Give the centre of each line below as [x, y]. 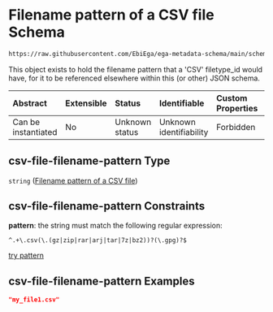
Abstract [30, 103]
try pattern [26, 256]
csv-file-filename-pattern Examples [102, 281]
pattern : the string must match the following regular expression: [115, 226]
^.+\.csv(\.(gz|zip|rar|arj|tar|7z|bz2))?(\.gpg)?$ [97, 240]
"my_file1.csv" [34, 300]
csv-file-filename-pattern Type [89, 161]
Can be [26, 122]
